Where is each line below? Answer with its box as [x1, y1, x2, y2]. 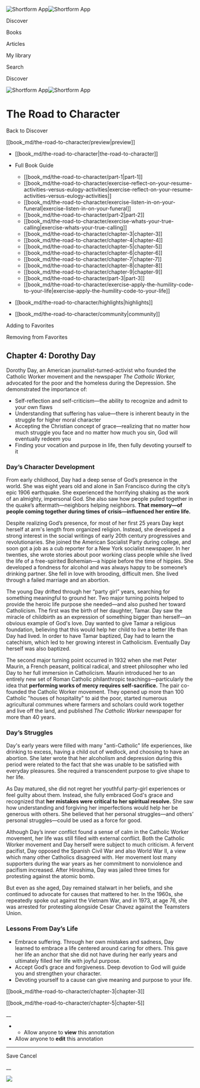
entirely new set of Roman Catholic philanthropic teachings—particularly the [6, 675, 193, 683]
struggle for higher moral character [14, 416, 101, 423]
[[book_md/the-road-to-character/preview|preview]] [6, 138, 136, 145]
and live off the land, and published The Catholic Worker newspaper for [6, 707, 182, 715]
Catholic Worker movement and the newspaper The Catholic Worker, [6, 373, 176, 380]
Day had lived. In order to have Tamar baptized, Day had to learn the [6, 633, 174, 640]
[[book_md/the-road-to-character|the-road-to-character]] [14, 150, 158, 157]
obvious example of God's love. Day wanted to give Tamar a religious [6, 620, 176, 627]
